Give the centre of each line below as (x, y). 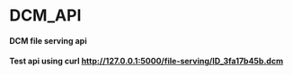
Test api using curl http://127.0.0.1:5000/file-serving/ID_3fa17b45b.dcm (146, 61)
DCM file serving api (48, 40)
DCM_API (45, 16)
